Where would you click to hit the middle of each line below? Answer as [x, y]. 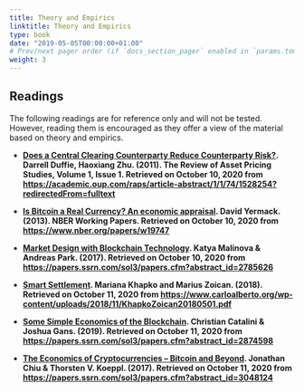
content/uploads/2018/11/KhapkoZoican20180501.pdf [127, 303]
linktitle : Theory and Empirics [70, 26]
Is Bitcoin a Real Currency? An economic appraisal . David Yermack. [151, 211]
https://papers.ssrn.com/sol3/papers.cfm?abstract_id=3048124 [147, 378]
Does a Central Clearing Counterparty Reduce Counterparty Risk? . [150, 155]
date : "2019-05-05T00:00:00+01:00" [76, 43]
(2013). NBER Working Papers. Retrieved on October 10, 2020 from [150, 220]
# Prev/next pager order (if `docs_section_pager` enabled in [129, 52]
